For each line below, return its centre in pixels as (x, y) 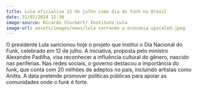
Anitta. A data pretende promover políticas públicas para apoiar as (86, 76)
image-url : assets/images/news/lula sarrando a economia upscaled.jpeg (96, 28)
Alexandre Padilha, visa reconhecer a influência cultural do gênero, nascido (98, 57)
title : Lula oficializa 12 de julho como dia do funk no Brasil (86, 11)
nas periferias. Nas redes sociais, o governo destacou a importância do (93, 64)
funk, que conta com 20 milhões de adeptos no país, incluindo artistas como (99, 70)
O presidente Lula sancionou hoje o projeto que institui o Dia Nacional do (94, 45)
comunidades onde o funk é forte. (47, 82)
